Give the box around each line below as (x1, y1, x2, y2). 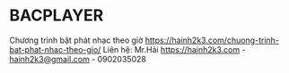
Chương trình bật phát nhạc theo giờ (9, 35, 144, 45)
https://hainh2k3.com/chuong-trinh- (144, 35, 280, 45)
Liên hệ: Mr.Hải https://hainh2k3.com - (102, 44, 246, 54)
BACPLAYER (9, 5, 104, 26)
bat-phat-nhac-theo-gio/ (9, 44, 101, 54)
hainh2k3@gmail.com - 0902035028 (9, 53, 146, 64)
